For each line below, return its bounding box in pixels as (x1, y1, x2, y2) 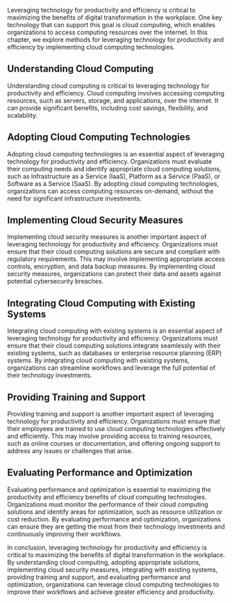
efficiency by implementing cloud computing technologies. (7, 43, 175, 51)
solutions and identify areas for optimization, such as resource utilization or (7, 508, 223, 516)
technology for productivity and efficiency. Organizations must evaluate (7, 157, 213, 166)
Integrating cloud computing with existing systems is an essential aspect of (7, 327, 222, 335)
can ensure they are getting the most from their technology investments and (7, 522, 226, 531)
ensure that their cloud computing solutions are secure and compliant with (7, 247, 220, 256)
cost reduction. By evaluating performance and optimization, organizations (7, 515, 221, 523)
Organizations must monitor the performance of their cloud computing (7, 500, 208, 508)
